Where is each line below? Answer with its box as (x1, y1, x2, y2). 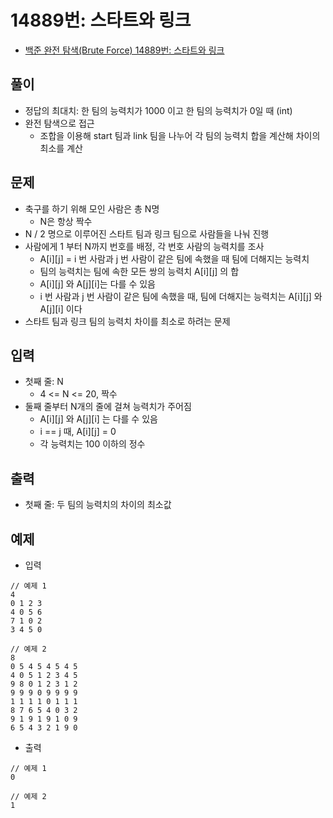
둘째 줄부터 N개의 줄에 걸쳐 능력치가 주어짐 (24, 401, 192, 413)
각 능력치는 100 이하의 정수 (39, 438, 146, 450)
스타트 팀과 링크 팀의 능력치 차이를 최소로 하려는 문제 (24, 315, 231, 327)
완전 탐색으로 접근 (24, 117, 95, 129)
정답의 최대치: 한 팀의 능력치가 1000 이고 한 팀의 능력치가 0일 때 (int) (24, 104, 293, 116)
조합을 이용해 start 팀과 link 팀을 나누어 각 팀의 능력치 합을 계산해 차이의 (39, 129, 321, 141)
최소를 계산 (39, 142, 83, 154)
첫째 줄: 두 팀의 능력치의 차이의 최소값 (24, 499, 172, 511)
